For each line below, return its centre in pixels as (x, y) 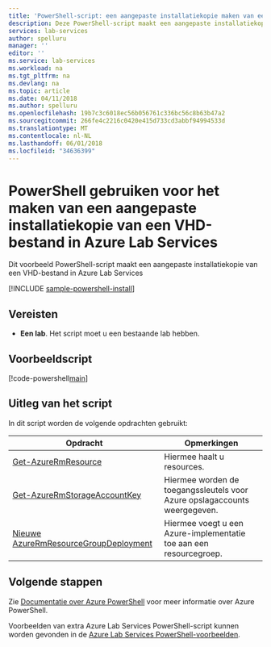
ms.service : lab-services (52, 61)
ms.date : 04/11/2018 (43, 98)
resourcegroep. (194, 553)
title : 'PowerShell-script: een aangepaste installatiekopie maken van (131, 16)
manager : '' (28, 46)
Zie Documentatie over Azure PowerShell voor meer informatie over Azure (131, 601)
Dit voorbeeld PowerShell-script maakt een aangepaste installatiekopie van (133, 265)
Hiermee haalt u (194, 457)
